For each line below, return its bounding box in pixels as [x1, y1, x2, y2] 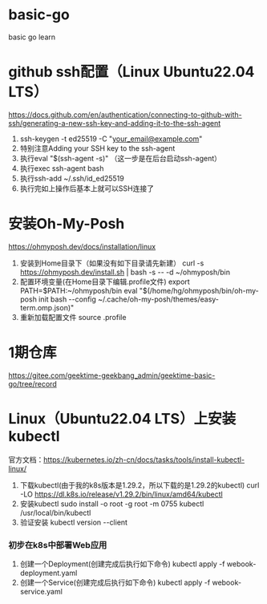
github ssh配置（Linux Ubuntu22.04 [8, 63, 255, 81]
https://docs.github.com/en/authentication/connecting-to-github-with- [8, 110, 242, 120]
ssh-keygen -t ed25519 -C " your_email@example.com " [19, 134, 203, 144]
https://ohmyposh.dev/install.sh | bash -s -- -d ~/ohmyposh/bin [19, 267, 231, 277]
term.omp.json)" [19, 302, 75, 312]
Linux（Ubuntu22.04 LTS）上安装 [8, 409, 237, 428]
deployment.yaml [19, 568, 78, 578]
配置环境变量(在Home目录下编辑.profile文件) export [19, 277, 190, 286]
